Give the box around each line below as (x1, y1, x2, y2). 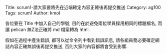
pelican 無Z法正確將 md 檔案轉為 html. (11, 26, 90, 32)
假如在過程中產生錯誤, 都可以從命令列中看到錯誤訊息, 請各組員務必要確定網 (5, 37, 159, 43)
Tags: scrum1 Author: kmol (5, 10, 60, 16)
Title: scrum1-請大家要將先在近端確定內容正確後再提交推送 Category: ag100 (5, 4, 161, 10)
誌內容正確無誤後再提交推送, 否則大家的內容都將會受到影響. (5, 43, 128, 49)
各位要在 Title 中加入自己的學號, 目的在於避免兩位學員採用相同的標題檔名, (5, 20, 157, 26)
